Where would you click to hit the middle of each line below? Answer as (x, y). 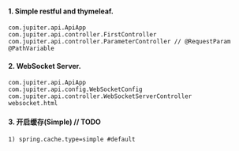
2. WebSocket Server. (45, 66)
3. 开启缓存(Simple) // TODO (54, 122)
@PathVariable (32, 49)
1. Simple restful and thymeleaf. (61, 11)
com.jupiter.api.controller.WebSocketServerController (100, 96)
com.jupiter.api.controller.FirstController (82, 35)
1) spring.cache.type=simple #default (72, 139)
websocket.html (33, 104)
